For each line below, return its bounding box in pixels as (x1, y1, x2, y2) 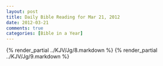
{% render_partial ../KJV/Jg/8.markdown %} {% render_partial (6, 47, 158, 54)
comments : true (6, 25, 44, 31)
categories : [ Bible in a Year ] (6, 31, 83, 37)
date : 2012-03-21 (6, 19, 49, 25)
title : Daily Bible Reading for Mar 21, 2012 (6, 14, 120, 20)
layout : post (6, 8, 38, 15)
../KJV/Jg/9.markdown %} (6, 53, 70, 60)
